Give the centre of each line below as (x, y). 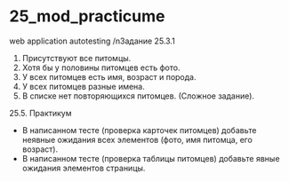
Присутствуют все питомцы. (76, 58)
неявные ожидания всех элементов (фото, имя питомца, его (137, 139)
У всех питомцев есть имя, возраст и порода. (109, 76)
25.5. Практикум (41, 113)
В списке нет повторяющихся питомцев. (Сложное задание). (138, 96)
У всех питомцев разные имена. (83, 86)
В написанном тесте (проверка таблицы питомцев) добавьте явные (151, 158)
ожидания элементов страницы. (84, 168)
